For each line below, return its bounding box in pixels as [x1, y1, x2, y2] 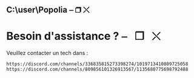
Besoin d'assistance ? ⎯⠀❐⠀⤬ [6, 29, 161, 43]
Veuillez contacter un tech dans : [6, 50, 89, 57]
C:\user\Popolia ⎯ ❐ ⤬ [6, 5, 90, 15]
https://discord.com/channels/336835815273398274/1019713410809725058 [6, 61, 189, 67]
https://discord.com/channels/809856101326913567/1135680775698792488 [6, 67, 189, 73]
